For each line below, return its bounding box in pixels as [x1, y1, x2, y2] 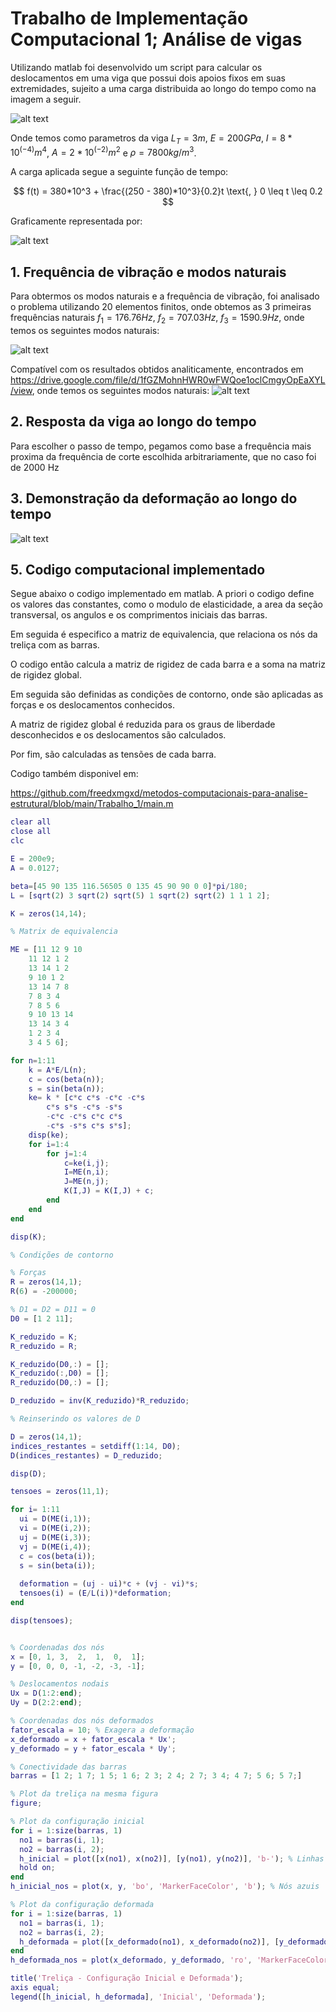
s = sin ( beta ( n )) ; [28, 1083, 105, 1094]
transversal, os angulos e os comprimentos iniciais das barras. [10, 609, 268, 621]
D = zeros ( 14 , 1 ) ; [10, 1432, 83, 1442]
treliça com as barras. [10, 639, 100, 651]
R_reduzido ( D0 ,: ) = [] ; [10, 1378, 110, 1388]
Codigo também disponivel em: [10, 768, 139, 780]
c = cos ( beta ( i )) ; [19, 1551, 97, 1561]
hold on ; [19, 1863, 56, 1873]
